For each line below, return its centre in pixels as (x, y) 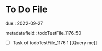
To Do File (27, 9)
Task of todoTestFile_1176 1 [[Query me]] (55, 43)
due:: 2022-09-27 (24, 23)
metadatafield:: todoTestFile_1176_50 (43, 33)
